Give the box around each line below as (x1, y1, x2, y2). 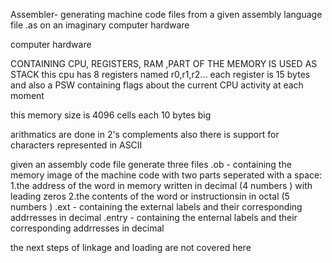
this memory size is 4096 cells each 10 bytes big (10, 109, 212, 121)
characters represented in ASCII (10, 139, 143, 151)
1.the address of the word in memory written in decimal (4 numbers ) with (10, 180, 313, 191)
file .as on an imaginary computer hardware (10, 19, 190, 31)
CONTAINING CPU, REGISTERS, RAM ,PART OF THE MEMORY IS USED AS (10, 58, 318, 69)
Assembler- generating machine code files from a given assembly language (10, 9, 323, 20)
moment (10, 90, 45, 101)
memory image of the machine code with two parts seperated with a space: (10, 169, 323, 181)
